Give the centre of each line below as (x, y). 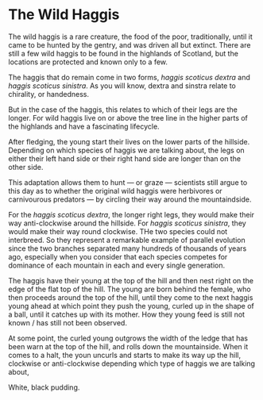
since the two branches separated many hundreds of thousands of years (128, 248)
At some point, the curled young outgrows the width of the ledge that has (128, 338)
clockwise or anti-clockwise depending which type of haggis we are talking (132, 363)
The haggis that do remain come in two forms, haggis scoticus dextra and (129, 77)
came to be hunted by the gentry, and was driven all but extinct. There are (130, 44)
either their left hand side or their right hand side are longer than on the (124, 158)
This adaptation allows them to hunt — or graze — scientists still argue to (128, 182)
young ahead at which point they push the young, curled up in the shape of (131, 306)
